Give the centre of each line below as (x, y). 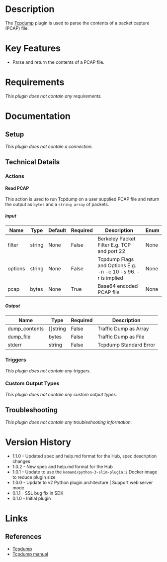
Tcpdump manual (30, 554)
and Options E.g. (117, 266)
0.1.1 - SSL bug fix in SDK (38, 493)
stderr (15, 345)
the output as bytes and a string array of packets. (57, 205)
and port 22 (112, 251)
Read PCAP (17, 188)
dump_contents (26, 329)
